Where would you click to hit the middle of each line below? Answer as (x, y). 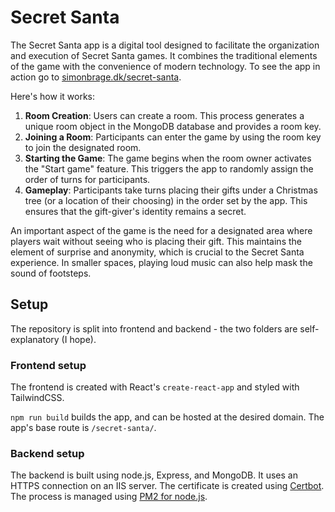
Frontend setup (48, 365)
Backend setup (47, 453)
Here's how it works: (53, 96)
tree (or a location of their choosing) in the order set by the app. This (166, 200)
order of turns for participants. (87, 179)
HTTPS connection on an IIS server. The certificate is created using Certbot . (167, 486)
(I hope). (79, 339)
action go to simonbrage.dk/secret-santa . (96, 77)
